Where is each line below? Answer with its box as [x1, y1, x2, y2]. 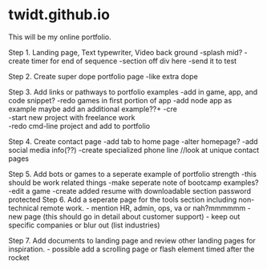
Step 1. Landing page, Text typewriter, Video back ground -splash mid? [8, 47, 243, 57]
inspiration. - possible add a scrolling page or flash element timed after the [8, 244, 255, 254]
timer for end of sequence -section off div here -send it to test [30, 56, 237, 66]
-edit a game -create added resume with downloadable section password [8, 186, 251, 195]
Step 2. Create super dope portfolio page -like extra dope [8, 71, 198, 81]
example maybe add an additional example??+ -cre [8, 104, 178, 114]
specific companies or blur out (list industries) [8, 220, 160, 230]
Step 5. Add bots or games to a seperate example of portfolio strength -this [8, 169, 257, 179]
